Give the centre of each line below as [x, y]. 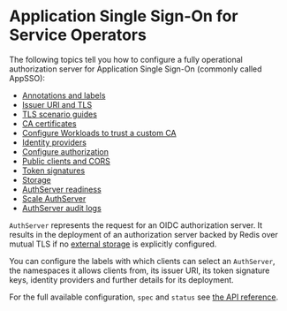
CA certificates [49, 123]
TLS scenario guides [59, 114]
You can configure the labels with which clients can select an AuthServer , [142, 261]
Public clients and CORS [66, 161]
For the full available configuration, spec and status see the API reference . [144, 297]
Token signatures [53, 171]
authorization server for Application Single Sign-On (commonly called [136, 69]
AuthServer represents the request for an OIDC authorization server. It [136, 225]
